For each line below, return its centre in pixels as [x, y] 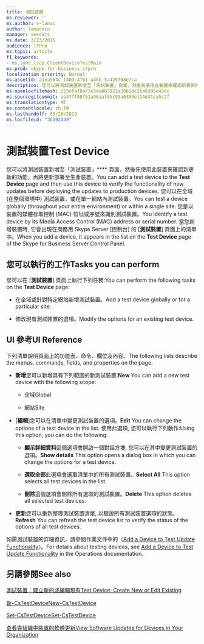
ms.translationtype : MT [36, 102]
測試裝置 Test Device [58, 151]
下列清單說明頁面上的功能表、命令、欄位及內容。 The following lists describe [102, 355]
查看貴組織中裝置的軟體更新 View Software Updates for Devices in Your [95, 628]
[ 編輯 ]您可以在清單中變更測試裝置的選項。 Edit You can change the [98, 420]
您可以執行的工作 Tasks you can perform [83, 264]
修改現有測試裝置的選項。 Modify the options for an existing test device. [104, 319]
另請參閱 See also [39, 574]
